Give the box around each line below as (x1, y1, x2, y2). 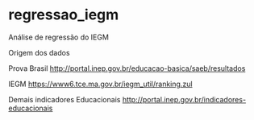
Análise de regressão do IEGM (8, 32, 109, 42)
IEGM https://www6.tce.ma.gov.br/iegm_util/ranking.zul (8, 79, 193, 89)
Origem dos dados (8, 48, 70, 57)
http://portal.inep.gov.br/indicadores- (122, 94, 247, 104)
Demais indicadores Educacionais (8, 94, 121, 104)
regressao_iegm (8, 6, 119, 24)
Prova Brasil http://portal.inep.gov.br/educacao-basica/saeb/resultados (8, 63, 246, 73)
